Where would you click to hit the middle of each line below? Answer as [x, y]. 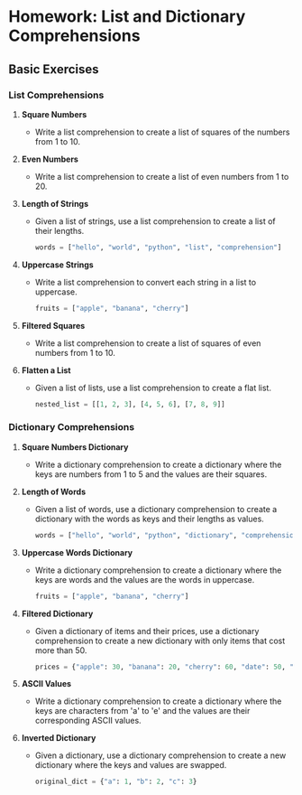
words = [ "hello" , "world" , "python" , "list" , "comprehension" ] [158, 247]
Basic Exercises [54, 69]
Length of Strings [55, 203]
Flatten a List [46, 370]
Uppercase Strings [57, 265]
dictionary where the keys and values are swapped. [131, 765]
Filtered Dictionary [57, 613]
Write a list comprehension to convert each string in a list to [146, 282]
